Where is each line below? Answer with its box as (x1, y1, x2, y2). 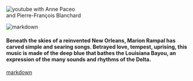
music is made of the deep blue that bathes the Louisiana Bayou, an (6, 49, 176, 56)
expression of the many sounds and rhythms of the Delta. (6, 56, 151, 63)
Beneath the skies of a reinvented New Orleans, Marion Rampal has (6, 37, 176, 44)
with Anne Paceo (33, 6, 75, 12)
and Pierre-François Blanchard (6, 12, 81, 19)
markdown (6, 69, 33, 76)
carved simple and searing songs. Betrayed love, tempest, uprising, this (6, 43, 188, 50)
